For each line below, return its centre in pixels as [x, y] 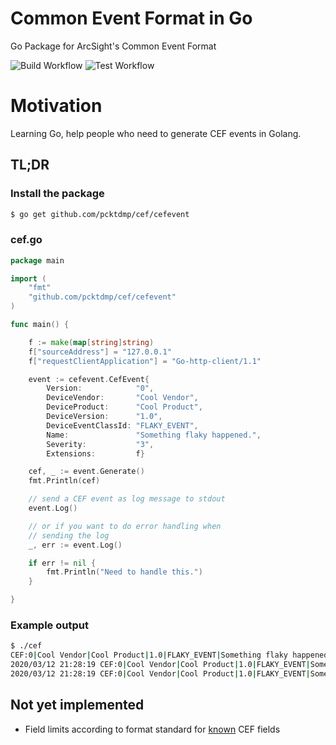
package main [37, 260]
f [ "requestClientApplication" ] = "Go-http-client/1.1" [145, 361]
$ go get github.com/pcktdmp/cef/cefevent [100, 214]
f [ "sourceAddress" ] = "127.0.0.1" [100, 352]
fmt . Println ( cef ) [64, 481]
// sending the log [69, 535]
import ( [28, 278]
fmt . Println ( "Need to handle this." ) [124, 572]
